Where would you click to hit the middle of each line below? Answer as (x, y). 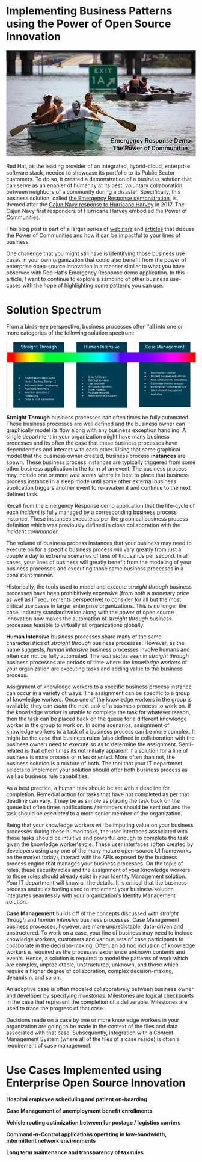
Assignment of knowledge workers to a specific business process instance (99, 687)
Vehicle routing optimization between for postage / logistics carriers (93, 1123)
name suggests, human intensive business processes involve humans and (98, 650)
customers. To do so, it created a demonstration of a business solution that (99, 179)
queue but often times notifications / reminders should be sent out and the (98, 807)
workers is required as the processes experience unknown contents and (96, 952)
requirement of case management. (49, 1046)
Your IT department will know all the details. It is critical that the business (96, 883)
